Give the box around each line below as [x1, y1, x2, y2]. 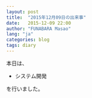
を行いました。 [6, 85, 43, 92]
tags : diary [6, 43, 36, 49]
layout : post [6, 8, 39, 15]
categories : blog [6, 37, 50, 43]
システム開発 [14, 72, 47, 79]
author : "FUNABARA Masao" [6, 25, 71, 32]
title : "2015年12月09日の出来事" [6, 14, 87, 20]
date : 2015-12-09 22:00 [6, 20, 71, 26]
